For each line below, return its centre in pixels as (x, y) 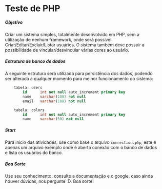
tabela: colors (29, 110)
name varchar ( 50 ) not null (53, 119)
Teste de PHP (33, 9)
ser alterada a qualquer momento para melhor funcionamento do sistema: (79, 79)
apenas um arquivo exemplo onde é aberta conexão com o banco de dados (81, 148)
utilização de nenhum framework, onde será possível (58, 40)
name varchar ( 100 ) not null (54, 96)
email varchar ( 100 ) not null (54, 101)
